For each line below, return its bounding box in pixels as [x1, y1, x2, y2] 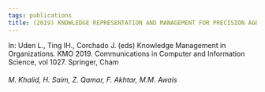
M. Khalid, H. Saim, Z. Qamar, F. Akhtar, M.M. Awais [8, 75, 177, 85]
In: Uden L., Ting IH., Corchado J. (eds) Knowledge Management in [8, 40, 226, 50]
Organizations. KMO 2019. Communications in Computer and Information [8, 49, 245, 58]
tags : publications [8, 11, 73, 20]
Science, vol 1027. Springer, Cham [8, 57, 119, 67]
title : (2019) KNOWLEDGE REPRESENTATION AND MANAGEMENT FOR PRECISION [8, 19, 245, 27]
